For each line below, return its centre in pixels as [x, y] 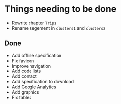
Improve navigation [31, 66]
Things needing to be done [60, 9]
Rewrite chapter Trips [34, 23]
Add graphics [25, 92]
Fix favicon [23, 61]
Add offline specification [37, 55]
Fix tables [22, 97]
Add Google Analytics [34, 87]
